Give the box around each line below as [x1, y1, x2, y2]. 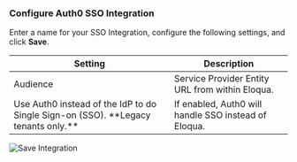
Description [203, 58, 255, 70]
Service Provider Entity [173, 73, 270, 85]
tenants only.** [13, 120, 80, 133]
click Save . [9, 36, 49, 47]
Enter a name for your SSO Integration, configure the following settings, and [9, 27, 286, 38]
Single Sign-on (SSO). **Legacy [13, 109, 151, 121]
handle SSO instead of [173, 109, 267, 121]
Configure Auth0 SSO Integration [9, 7, 155, 19]
